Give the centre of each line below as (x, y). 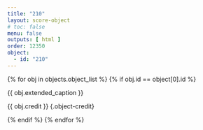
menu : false (24, 33)
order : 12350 (26, 46)
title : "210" (26, 14)
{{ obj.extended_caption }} (45, 92)
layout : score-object (39, 20)
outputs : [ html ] (34, 40)
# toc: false (26, 27)
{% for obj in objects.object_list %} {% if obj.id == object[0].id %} (102, 79)
